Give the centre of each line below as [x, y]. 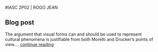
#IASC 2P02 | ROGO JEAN [31, 7]
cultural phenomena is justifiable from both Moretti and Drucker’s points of [79, 39]
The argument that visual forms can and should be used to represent [73, 34]
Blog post [20, 22]
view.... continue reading [29, 44]
